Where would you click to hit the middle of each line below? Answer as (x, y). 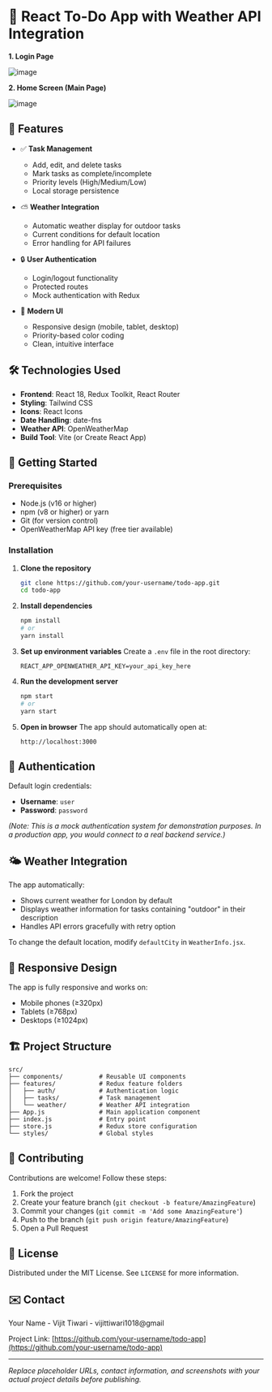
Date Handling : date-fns (61, 420)
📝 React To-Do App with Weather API (135, 17)
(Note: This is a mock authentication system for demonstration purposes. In (135, 826)
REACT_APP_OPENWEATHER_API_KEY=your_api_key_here (106, 666)
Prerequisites (35, 485)
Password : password (54, 810)
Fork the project (47, 1193)
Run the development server (69, 681)
